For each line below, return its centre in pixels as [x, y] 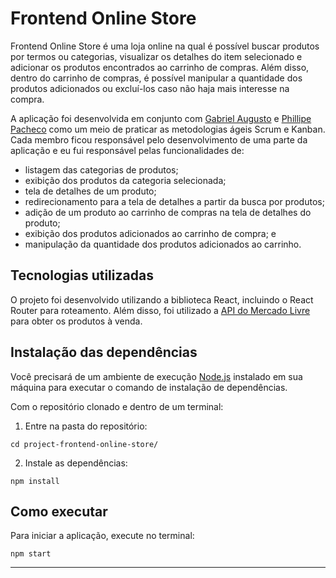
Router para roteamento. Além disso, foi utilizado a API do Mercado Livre [160, 310]
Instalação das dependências [104, 352]
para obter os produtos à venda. [76, 321]
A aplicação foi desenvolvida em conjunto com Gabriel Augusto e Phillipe [161, 118]
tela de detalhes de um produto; [90, 191]
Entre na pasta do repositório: [86, 426]
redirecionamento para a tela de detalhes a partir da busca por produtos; [174, 201]
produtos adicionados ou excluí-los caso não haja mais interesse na [150, 88]
